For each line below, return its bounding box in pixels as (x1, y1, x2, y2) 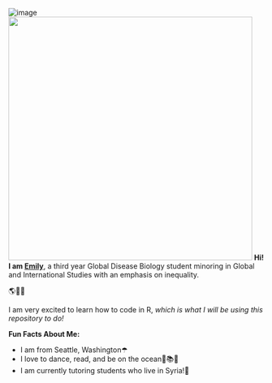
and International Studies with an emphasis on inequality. (8, 270, 200, 279)
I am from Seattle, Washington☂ (19, 345, 128, 355)
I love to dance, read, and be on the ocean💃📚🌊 (19, 354, 179, 364)
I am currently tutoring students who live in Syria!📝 (19, 366, 189, 375)
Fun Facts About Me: (8, 329, 80, 338)
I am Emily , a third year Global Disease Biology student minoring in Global (8, 261, 255, 271)
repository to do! (8, 313, 64, 323)
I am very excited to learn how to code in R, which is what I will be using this (8, 305, 264, 314)
